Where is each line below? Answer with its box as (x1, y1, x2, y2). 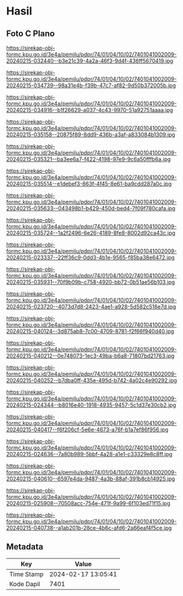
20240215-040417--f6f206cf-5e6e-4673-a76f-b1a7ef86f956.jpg (6, 426, 169, 433)
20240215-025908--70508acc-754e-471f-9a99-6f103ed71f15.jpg (6, 500, 171, 506)
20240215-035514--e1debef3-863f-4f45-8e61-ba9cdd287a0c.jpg (6, 180, 172, 187)
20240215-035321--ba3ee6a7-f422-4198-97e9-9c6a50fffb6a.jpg (6, 156, 171, 163)
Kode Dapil (9, 580, 40, 588)
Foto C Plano (6, 28, 55, 39)
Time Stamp (9, 570, 44, 578)
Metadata (6, 542, 43, 552)
